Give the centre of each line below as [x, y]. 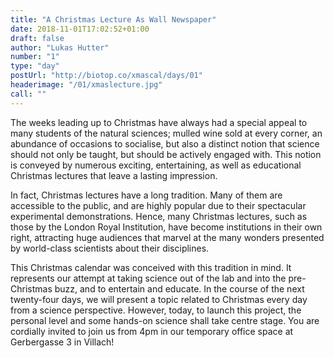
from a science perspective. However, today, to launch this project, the [156, 310]
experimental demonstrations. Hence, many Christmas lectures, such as [159, 216]
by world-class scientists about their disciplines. [110, 248]
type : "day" [35, 66]
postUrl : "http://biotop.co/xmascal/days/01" [106, 76]
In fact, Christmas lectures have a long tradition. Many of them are [146, 195]
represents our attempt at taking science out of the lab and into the [148, 278]
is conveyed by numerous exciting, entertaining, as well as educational [156, 165]
